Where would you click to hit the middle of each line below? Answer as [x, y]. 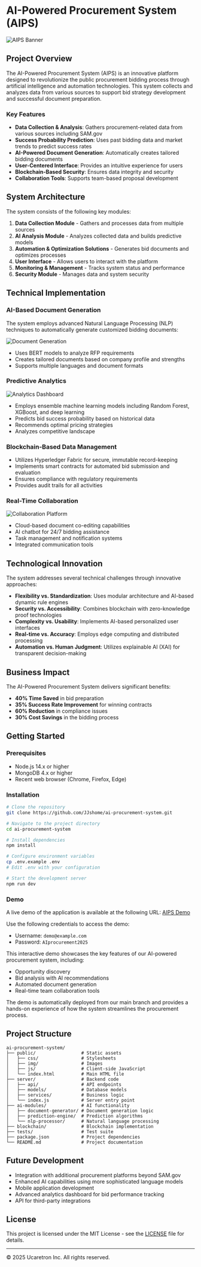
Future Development [45, 1161]
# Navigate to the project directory [53, 823]
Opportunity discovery [42, 971]
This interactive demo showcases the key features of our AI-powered [92, 953]
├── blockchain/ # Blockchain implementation [80, 1126]
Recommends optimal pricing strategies [64, 425]
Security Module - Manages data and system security [82, 274]
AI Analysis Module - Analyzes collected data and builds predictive [98, 236]
